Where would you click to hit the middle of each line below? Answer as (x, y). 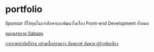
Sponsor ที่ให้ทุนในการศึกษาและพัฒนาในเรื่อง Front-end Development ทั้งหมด (77, 23)
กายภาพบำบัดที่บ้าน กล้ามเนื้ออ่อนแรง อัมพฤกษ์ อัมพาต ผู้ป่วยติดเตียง (62, 43)
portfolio (24, 9)
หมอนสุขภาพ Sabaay (24, 33)
